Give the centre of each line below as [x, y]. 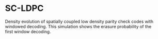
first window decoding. [28, 31]
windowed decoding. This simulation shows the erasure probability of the [78, 26]
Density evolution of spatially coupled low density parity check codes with [79, 21]
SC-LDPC [24, 8]
